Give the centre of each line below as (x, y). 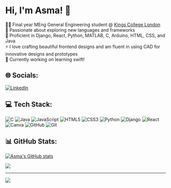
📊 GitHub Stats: (31, 141)
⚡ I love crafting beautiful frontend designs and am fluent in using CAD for (83, 46)
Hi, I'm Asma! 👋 (38, 10)
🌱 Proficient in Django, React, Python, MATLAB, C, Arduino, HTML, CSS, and (85, 35)
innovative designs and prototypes (41, 54)
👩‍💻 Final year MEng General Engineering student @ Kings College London (83, 25)
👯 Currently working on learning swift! (45, 59)
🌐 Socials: (22, 75)
